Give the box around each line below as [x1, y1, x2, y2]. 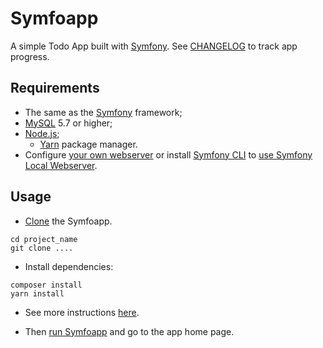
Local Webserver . [24, 159, 98, 171]
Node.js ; [24, 127, 60, 139]
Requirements [10, 80, 100, 97]
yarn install [10, 288, 65, 299]
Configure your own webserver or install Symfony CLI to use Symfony [24, 148, 313, 161]
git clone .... [10, 243, 74, 253]
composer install [10, 280, 83, 290]
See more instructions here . [24, 306, 140, 318]
